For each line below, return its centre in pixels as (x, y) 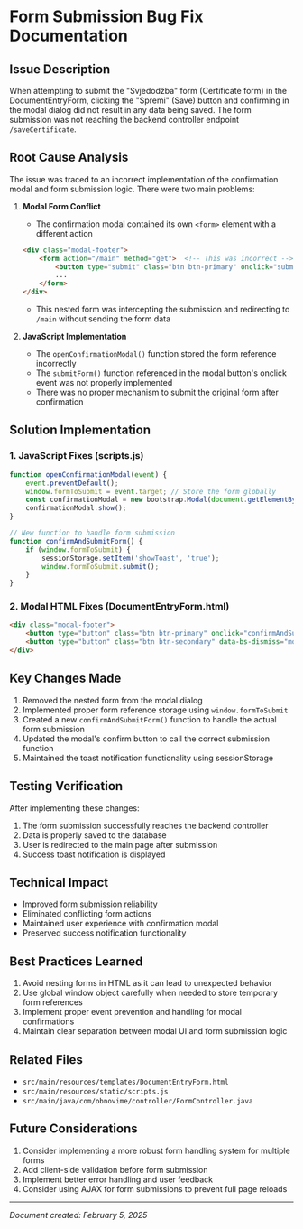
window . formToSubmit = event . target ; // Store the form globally (151, 491)
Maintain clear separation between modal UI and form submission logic (155, 1031)
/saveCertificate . (43, 129)
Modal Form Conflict (61, 206)
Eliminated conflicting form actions (87, 914)
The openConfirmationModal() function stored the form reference (156, 354)
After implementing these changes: (74, 808)
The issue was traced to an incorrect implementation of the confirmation (144, 179)
